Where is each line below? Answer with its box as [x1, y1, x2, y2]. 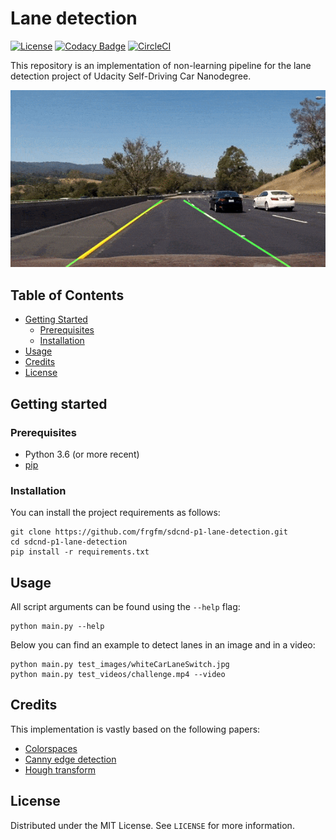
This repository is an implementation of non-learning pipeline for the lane [10, 59, 312, 71]
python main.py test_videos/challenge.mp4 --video [10, 669, 226, 679]
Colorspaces [24, 742, 78, 754]
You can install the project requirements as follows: [10, 507, 221, 519]
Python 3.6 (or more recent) [24, 448, 140, 460]
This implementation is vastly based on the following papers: [10, 723, 261, 735]
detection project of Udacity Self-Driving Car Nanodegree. [10, 70, 252, 82]
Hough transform [24, 763, 96, 776]
